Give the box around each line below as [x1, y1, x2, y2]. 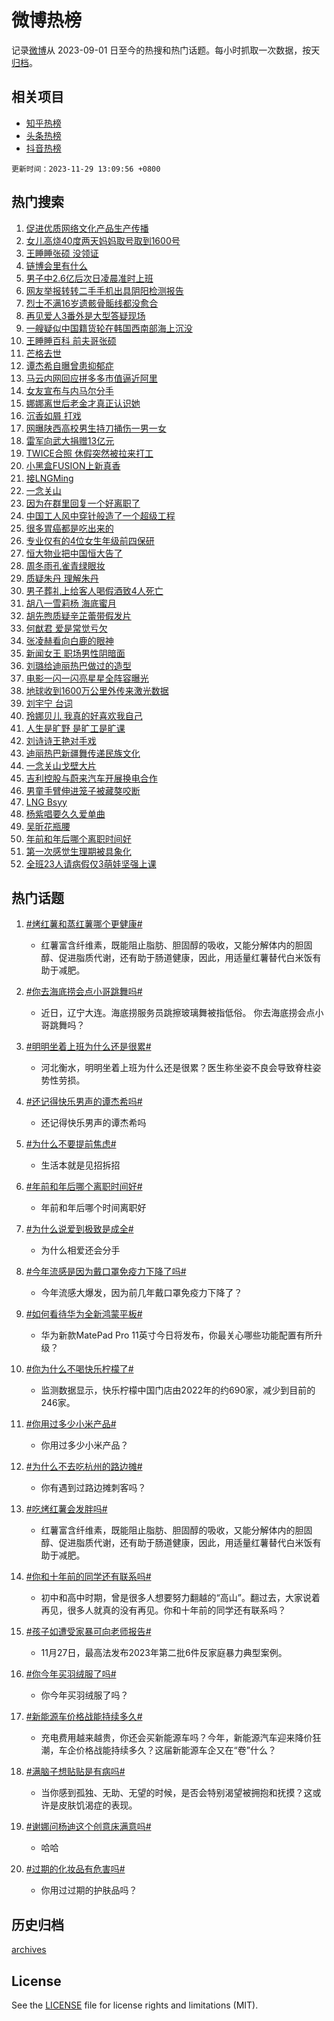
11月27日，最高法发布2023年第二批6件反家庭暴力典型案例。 [40, 1647, 288, 1659]
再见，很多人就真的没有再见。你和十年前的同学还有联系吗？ [40, 1604, 287, 1616]
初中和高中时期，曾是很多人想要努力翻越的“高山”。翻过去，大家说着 [40, 1592, 321, 1604]
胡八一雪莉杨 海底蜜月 [25, 597, 117, 609]
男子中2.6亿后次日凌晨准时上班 [25, 272, 154, 284]
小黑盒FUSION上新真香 [25, 459, 121, 471]
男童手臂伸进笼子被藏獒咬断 [25, 784, 141, 796]
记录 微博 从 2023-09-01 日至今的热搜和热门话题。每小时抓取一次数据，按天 [11, 44, 321, 56]
